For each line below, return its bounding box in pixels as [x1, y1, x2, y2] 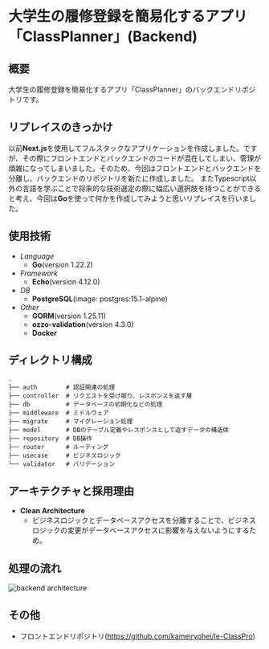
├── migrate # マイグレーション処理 [8, 418, 133, 426]
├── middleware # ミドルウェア [8, 409, 110, 418]
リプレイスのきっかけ [8, 120, 113, 134]
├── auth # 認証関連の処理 [8, 383, 116, 392]
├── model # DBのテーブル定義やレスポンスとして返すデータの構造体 [8, 427, 230, 435]
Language [19, 251, 55, 261]
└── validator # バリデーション [8, 460, 115, 468]
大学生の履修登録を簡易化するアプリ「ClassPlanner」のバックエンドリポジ [8, 85, 256, 94]
